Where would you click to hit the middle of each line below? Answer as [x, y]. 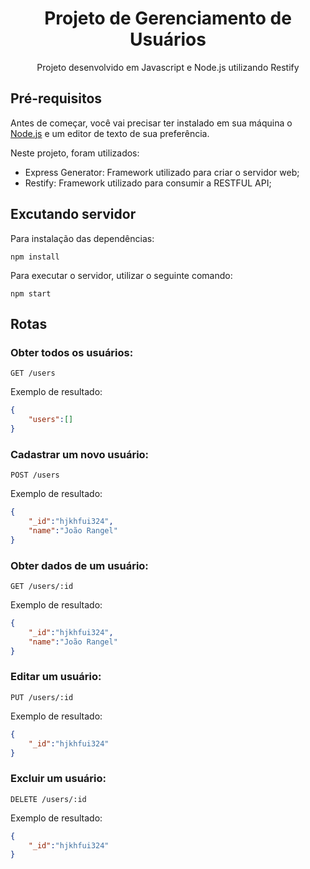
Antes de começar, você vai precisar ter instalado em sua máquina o [151, 123]
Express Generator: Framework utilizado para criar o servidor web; [162, 172]
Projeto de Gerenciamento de [168, 18]
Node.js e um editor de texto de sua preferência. [110, 133]
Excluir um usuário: [58, 779]
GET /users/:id [42, 586]
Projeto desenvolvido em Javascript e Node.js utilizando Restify [168, 67]
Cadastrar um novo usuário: [80, 454]
